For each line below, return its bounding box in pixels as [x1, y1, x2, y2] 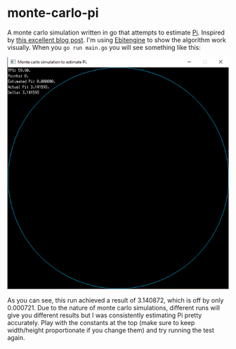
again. [7, 333, 26, 342]
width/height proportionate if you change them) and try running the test [7, 326, 214, 334]
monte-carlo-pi [7, 5, 99, 21]
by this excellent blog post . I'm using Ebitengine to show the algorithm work [7, 35, 226, 44]
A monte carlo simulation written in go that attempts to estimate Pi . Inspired [7, 28, 225, 37]
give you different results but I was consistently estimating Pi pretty [7, 311, 202, 319]
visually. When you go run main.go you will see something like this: [7, 43, 202, 51]
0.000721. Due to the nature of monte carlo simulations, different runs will [7, 303, 220, 312]
